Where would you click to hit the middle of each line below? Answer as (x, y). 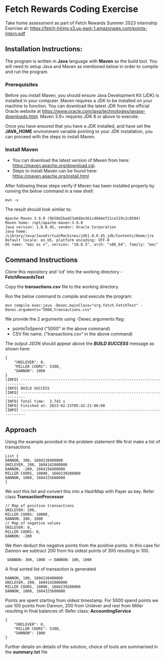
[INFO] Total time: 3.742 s (35, 402)
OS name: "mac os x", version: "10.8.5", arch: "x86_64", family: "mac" (82, 245)
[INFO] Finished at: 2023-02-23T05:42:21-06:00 (55, 406)
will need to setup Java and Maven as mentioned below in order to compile (82, 66)
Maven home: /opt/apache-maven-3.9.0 (44, 223)
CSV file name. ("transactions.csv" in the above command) (72, 334)
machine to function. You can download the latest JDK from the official (77, 106)
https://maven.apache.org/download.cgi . (54, 165)
